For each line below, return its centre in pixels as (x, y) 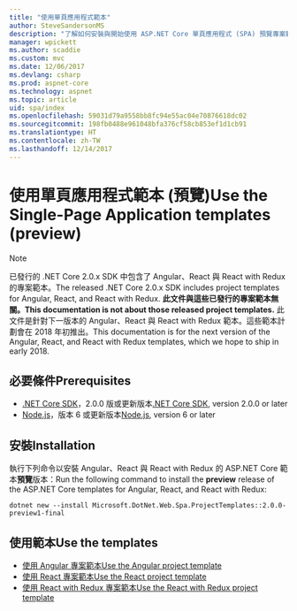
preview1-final (37, 514)
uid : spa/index (37, 108)
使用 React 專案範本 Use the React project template (114, 577)
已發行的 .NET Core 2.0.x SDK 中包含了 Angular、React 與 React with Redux (147, 276)
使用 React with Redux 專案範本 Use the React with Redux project (140, 588)
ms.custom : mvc (37, 58)
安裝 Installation (52, 445)
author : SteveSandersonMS (57, 26)
